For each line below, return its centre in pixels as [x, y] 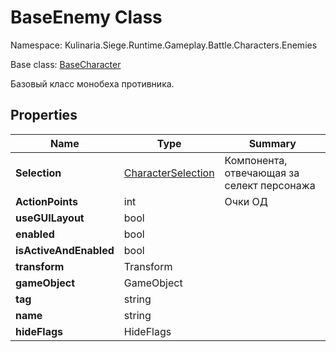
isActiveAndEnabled [65, 250]
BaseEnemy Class [86, 17]
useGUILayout [50, 218]
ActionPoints [47, 201]
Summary [272, 143]
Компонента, [256, 160]
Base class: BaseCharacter [66, 64]
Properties [44, 115]
